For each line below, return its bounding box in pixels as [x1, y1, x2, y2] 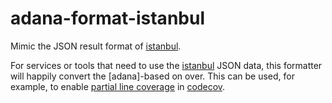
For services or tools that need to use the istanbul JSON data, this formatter [10, 59, 323, 71]
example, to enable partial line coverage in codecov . [10, 80, 226, 92]
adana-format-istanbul [10, 7, 205, 30]
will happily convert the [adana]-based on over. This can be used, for [10, 70, 295, 82]
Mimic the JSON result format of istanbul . [10, 40, 182, 52]
